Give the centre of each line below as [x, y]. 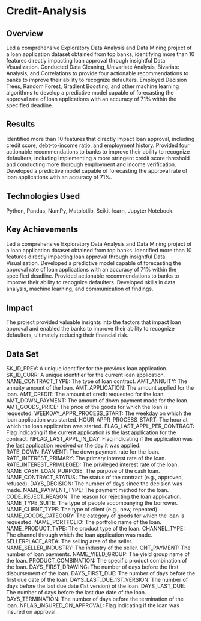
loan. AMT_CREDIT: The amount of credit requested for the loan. [85, 394]
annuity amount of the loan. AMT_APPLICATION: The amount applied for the [100, 388]
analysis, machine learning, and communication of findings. [80, 289]
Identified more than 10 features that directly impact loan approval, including [100, 139]
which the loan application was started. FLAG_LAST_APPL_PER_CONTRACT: [100, 426]
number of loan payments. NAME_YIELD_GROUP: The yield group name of [98, 554]
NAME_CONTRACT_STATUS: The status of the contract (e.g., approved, [95, 478]
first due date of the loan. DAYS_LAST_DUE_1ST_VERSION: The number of [97, 580]
